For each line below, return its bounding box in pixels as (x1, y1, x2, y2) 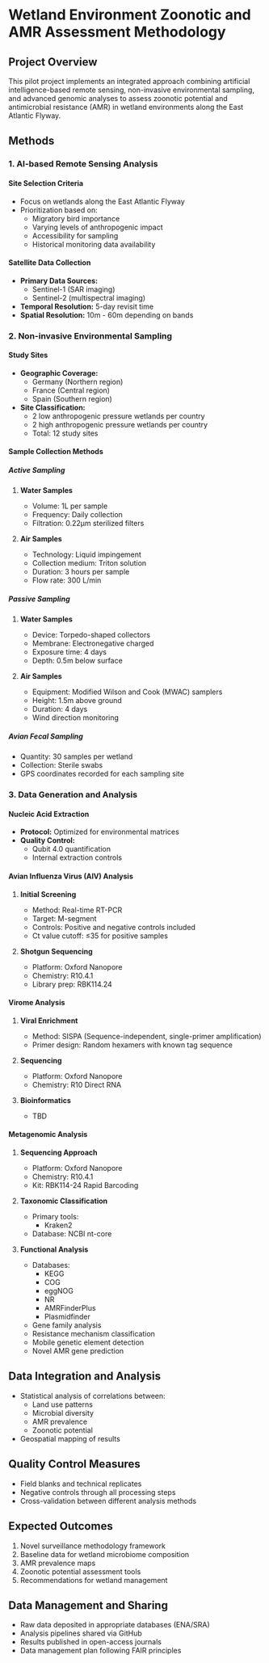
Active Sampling (8, 465, 65, 475)
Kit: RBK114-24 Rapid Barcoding (32, 1181, 139, 1190)
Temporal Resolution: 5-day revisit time (19, 301, 154, 311)
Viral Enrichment (19, 1016, 78, 1025)
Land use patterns (32, 1400, 93, 1409)
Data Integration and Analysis (8, 1370, 162, 1383)
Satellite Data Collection (8, 258, 91, 267)
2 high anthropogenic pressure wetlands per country (32, 419, 208, 429)
